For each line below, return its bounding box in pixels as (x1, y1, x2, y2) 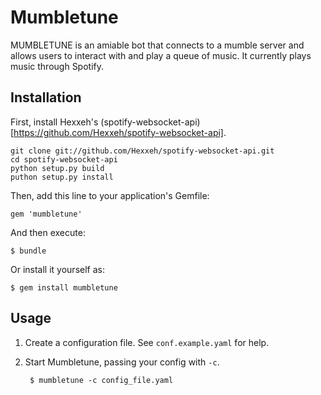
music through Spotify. (10, 60, 105, 72)
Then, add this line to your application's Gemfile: (10, 189, 210, 201)
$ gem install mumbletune (10, 282, 118, 293)
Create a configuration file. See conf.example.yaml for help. (24, 336, 270, 348)
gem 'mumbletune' (10, 209, 83, 219)
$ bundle (10, 246, 47, 256)
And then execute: (10, 226, 86, 238)
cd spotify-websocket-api (10, 154, 118, 165)
